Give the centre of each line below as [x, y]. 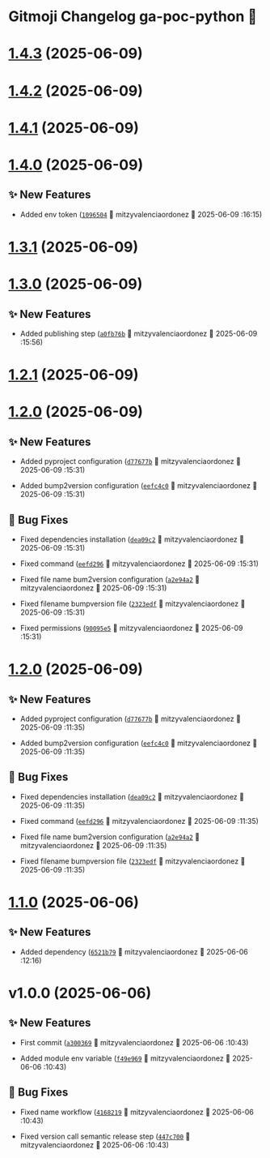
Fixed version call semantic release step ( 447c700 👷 [105, 1136]
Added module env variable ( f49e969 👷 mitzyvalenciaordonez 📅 [125, 1058]
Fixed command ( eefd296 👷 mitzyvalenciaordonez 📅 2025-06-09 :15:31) [139, 564]
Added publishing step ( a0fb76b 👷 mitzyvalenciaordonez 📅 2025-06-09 [139, 333]
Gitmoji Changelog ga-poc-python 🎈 [133, 17]
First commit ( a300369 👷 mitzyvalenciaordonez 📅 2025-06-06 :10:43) [134, 1042]
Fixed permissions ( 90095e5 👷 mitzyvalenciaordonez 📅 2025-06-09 [131, 628]
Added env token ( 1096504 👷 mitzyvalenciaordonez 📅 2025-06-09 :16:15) [141, 214]
